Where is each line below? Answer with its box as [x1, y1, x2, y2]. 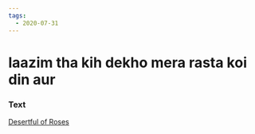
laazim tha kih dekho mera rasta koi [8, 53, 247, 72]
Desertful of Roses [8, 116, 69, 126]
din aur [8, 70, 56, 89]
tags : [8, 11, 26, 20]
